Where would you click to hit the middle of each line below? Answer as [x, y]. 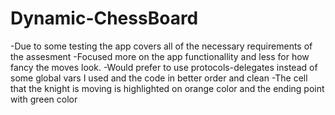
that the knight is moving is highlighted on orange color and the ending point [167, 88]
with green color [44, 99]
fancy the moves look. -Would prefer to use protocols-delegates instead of [164, 67]
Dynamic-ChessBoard [104, 18]
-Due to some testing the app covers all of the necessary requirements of [161, 46]
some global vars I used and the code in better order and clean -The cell [159, 78]
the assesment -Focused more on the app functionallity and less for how [160, 56]
